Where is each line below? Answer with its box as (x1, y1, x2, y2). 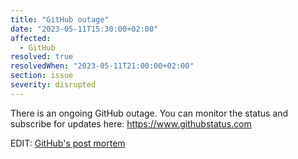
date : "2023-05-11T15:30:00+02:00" (10, 24, 159, 34)
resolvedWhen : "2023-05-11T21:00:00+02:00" (10, 61, 195, 71)
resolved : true (10, 52, 74, 62)
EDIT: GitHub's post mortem (10, 137, 126, 149)
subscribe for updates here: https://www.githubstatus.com (10, 117, 252, 130)
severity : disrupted (10, 80, 97, 90)
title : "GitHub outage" (10, 14, 110, 25)
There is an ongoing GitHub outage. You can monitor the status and (10, 107, 289, 119)
